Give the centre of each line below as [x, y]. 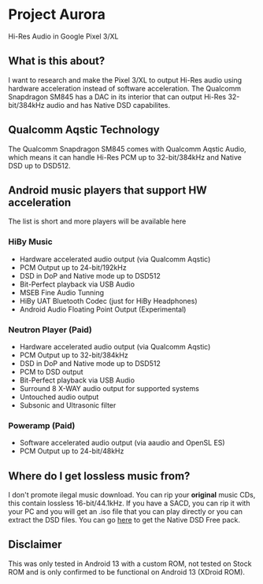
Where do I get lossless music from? [99, 476]
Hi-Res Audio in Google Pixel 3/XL [63, 36]
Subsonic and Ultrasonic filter [68, 405]
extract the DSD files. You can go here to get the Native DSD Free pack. [124, 520]
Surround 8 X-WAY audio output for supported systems [109, 388]
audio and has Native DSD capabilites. [108, 105]
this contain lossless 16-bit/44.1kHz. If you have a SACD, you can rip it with [129, 503]
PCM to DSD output [52, 371]
